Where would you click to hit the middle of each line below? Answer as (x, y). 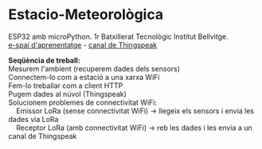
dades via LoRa (33, 119)
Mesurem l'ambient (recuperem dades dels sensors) (94, 68)
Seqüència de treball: (45, 60)
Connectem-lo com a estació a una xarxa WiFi (84, 77)
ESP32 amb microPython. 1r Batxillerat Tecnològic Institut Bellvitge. (118, 36)
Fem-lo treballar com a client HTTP (66, 86)
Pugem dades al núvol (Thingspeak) (68, 94)
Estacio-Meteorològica (86, 15)
